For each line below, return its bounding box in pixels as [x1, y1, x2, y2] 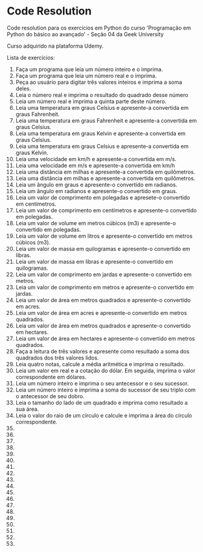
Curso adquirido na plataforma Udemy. [7, 42, 104, 49]
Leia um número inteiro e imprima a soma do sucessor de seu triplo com [15, 386, 196, 393]
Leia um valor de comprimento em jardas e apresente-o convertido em [15, 270, 192, 278]
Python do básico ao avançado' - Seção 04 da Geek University [7, 30, 164, 37]
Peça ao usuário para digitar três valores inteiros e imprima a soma [15, 78, 182, 86]
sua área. [15, 405, 39, 413]
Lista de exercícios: [7, 54, 55, 61]
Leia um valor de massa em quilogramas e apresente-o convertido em [15, 245, 191, 252]
